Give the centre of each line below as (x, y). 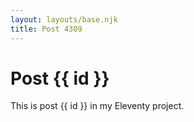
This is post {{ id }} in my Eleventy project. (97, 106)
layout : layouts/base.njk (64, 19)
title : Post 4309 (46, 29)
